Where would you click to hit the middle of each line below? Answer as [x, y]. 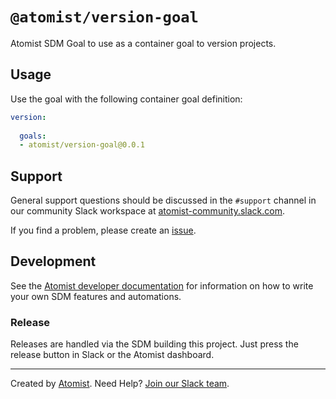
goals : [33, 136]
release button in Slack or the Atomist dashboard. [112, 355]
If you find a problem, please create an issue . [103, 230]
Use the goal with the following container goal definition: [126, 99]
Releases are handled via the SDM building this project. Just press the [154, 344]
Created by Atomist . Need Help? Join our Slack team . [120, 384]
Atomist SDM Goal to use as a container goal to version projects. [143, 43]
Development [53, 261]
